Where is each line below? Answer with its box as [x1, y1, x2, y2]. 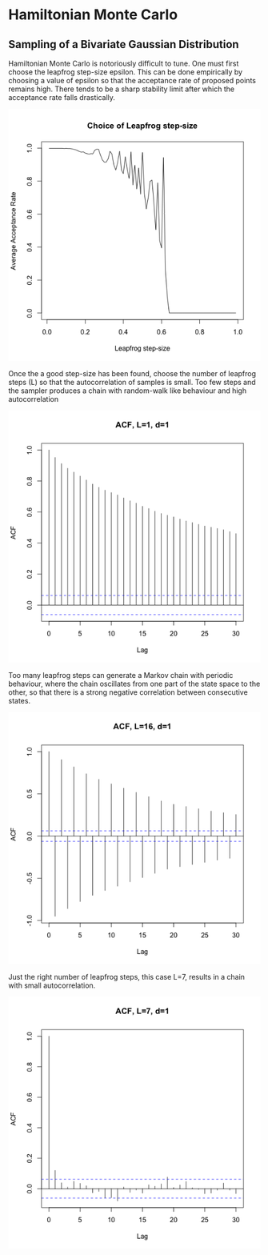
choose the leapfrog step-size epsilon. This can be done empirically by [8, 67, 242, 77]
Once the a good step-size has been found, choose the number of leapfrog [8, 369, 257, 378]
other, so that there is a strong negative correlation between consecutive [8, 688, 248, 697]
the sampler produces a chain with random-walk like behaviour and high [8, 386, 246, 395]
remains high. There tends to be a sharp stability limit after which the [8, 84, 234, 94]
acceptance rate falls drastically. [8, 93, 116, 102]
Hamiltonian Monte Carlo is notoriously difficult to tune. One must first [8, 58, 239, 68]
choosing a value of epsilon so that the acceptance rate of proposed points [8, 76, 256, 85]
